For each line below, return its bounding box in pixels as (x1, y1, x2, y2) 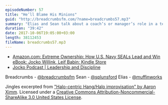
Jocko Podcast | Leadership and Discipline (12, 64, 101, 70)
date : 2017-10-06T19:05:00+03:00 (5, 30, 75, 35)
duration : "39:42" (5, 26, 43, 31)
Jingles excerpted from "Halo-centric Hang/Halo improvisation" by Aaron (5, 83, 156, 89)
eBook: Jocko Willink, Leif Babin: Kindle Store (12, 58, 106, 65)
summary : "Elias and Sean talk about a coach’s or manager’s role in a (5, 21, 157, 26)
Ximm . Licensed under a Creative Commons (5, 88, 96, 95)
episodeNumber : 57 (5, 7, 43, 12)
